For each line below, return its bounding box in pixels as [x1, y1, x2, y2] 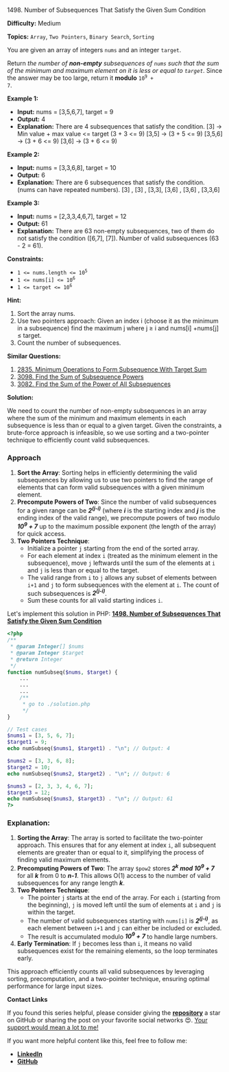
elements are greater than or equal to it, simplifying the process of [16, 848, 204, 857]
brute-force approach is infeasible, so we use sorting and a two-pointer [7, 429, 209, 436]
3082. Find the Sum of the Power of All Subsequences [16, 380, 171, 388]
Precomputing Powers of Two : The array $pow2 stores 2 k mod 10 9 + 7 [16, 863, 215, 872]
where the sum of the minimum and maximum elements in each [7, 414, 186, 422]
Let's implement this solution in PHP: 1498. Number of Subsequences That [7, 610, 221, 618]
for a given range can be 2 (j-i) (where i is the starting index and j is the [16, 505, 216, 515]
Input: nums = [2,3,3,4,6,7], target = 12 [16, 213, 127, 220]
